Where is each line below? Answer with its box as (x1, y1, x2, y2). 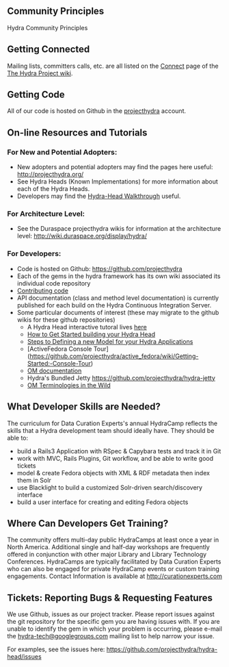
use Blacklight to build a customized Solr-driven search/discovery (16, 483, 203, 492)
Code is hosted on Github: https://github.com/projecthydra (16, 264, 183, 273)
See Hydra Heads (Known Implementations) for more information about (16, 177, 219, 186)
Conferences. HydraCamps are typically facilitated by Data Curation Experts (7, 557, 221, 566)
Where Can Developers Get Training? (7, 517, 169, 529)
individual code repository (16, 279, 91, 287)
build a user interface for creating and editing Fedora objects (16, 498, 189, 506)
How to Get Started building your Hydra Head (27, 330, 156, 338)
